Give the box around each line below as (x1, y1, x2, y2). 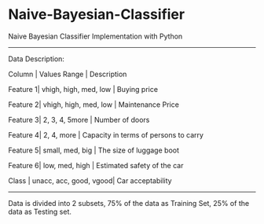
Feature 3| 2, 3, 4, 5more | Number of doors (8, 115, 150, 124)
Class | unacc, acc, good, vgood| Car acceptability (8, 175, 172, 185)
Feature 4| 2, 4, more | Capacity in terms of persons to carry (8, 130, 204, 139)
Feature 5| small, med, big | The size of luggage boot (8, 145, 179, 155)
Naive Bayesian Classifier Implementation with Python (8, 31, 183, 41)
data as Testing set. (8, 207, 72, 216)
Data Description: (8, 53, 65, 64)
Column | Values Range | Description (8, 69, 127, 79)
